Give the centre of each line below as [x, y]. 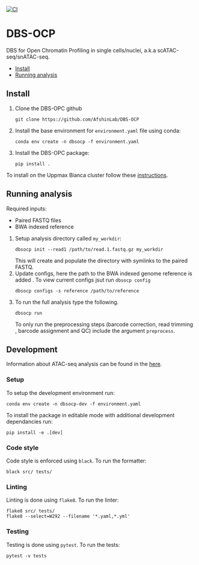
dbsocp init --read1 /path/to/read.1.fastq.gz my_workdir [89, 249]
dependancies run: [29, 421]
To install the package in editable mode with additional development [90, 415]
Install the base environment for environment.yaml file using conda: [98, 130]
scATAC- [168, 50]
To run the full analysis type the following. [67, 302]
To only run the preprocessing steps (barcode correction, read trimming [104, 324]
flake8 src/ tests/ [31, 511]
